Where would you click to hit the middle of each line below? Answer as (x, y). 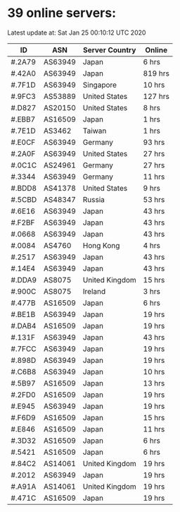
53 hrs (154, 199)
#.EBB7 (23, 119)
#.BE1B (23, 314)
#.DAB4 (24, 326)
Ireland (94, 291)
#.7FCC (24, 349)
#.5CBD (24, 199)
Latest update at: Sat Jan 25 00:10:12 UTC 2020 (77, 32)
